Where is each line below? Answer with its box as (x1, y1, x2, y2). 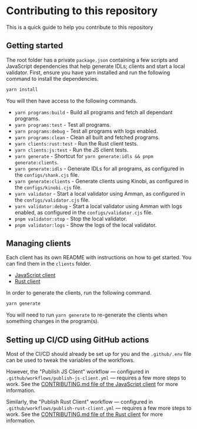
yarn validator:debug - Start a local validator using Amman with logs (14, 202, 182, 210)
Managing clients (6, 239, 71, 249)
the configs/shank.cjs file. (14, 171, 79, 178)
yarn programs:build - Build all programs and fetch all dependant (14, 108, 173, 115)
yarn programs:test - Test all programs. (14, 121, 111, 128)
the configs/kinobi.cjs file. (14, 184, 82, 191)
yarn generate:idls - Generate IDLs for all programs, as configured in (14, 165, 184, 172)
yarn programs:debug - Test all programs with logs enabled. (14, 127, 158, 134)
